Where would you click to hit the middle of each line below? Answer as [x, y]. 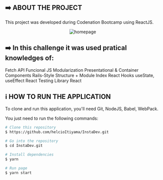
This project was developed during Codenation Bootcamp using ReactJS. [80, 22]
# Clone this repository [31, 128]
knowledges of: [30, 58]
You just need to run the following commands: [52, 118]
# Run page [16, 168]
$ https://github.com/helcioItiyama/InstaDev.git [57, 132]
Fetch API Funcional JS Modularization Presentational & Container [72, 70]
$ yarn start [18, 173]
